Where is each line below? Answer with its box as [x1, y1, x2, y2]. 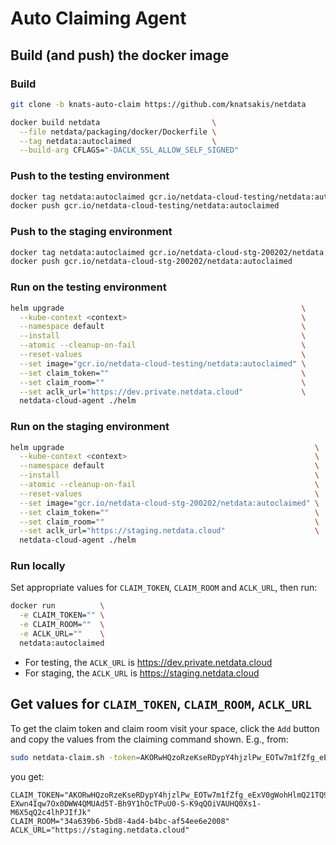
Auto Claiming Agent [10, 7, 187, 30]
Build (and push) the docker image [10, 47, 230, 64]
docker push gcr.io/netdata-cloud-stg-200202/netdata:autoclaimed [10, 257, 293, 267]
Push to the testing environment [10, 169, 170, 183]
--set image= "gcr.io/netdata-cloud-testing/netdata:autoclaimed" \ [19, 358, 307, 369]
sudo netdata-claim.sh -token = [10, 752, 141, 762]
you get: [10, 770, 45, 782]
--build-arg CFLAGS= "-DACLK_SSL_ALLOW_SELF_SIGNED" [19, 145, 240, 156]
